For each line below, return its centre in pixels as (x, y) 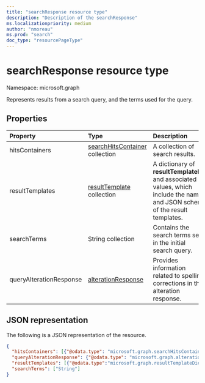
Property (23, 136)
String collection (111, 239)
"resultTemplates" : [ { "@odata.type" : (60, 363)
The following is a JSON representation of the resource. (76, 335)
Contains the (171, 227)
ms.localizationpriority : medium (49, 23)
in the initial (169, 242)
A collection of (174, 146)
